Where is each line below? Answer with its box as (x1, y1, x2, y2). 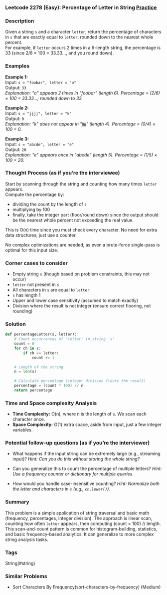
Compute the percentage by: (5, 191, 64, 197)
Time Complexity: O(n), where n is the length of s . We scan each (12, 411, 147, 417)
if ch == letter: (23, 350, 59, 355)
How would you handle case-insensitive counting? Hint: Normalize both (12, 480, 160, 486)
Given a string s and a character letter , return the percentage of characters (5, 29, 162, 35)
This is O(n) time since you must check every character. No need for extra (5, 226, 158, 232)
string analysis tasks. (5, 536, 48, 542)
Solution (5, 320, 26, 327)
